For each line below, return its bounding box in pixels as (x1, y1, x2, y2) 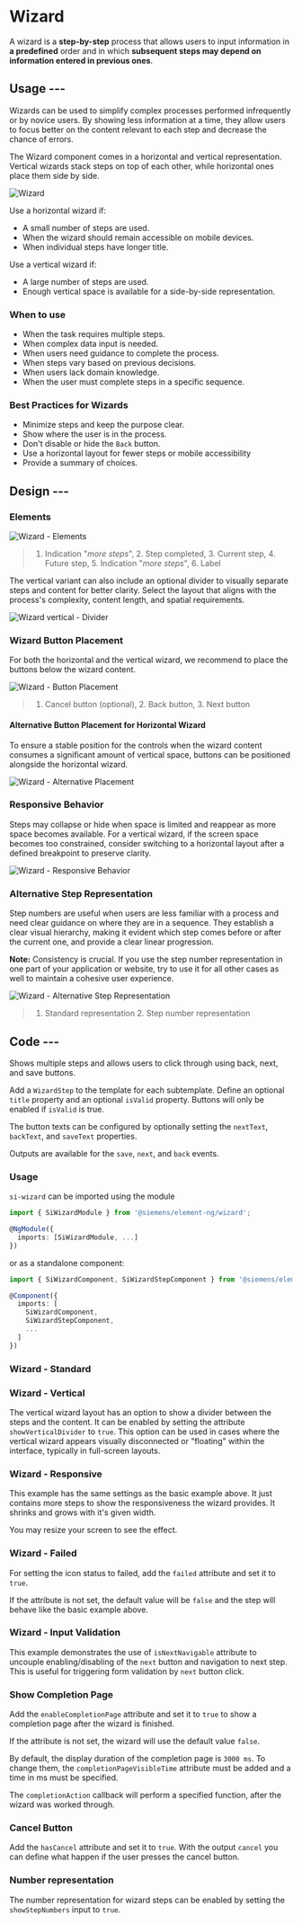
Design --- (9, 483, 69, 499)
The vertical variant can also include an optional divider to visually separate (9, 575, 289, 586)
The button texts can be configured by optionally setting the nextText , (9, 1121, 268, 1131)
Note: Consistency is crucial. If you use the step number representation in (9, 954, 283, 965)
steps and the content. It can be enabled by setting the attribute (9, 1416, 245, 1427)
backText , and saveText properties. (9, 1130, 138, 1141)
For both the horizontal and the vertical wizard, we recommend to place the (9, 654, 289, 666)
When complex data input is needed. (22, 339, 159, 350)
